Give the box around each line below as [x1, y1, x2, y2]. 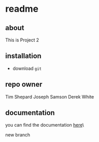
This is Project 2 [5, 37, 39, 43]
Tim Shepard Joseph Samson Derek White [5, 93, 94, 100]
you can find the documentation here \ [5, 122, 84, 128]
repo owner [5, 80, 43, 89]
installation [5, 52, 42, 60]
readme [5, 3, 39, 15]
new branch [5, 132, 30, 138]
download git [12, 65, 42, 72]
